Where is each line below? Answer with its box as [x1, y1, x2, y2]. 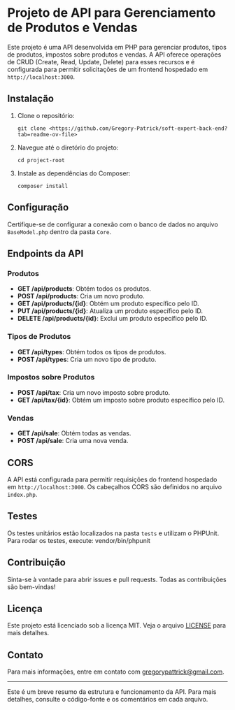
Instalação [7, 93, 55, 105]
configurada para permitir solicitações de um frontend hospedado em [7, 65, 208, 73]
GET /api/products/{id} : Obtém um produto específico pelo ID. [17, 299, 199, 308]
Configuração [7, 201, 69, 214]
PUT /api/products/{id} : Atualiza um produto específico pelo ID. [17, 307, 204, 315]
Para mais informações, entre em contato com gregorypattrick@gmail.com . [7, 667, 225, 676]
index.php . [7, 490, 38, 498]
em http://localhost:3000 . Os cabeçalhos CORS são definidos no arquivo [7, 482, 222, 491]
